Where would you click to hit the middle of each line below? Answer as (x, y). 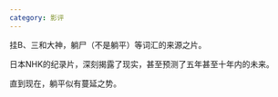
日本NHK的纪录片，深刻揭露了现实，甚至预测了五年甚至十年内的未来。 (142, 63)
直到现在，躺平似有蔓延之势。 (65, 83)
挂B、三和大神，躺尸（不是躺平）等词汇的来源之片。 (108, 44)
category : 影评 (37, 18)
